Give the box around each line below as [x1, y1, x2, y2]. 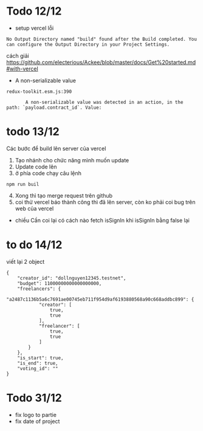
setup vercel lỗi [15, 24, 54, 32]
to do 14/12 [6, 238, 63, 252]
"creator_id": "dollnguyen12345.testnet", [17, 275, 126, 281]
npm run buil [6, 181, 40, 187]
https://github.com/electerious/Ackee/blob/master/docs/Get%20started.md [6, 58, 196, 66]
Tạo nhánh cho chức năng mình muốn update [15, 156, 129, 164]
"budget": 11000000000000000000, [17, 280, 102, 286]
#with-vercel [6, 65, 38, 72]
